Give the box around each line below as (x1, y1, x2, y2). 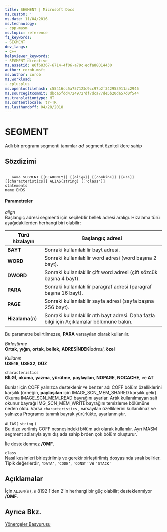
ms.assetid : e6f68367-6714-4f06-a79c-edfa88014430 (5, 63, 112, 68)
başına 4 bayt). (44, 275, 80, 282)
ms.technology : (5, 21, 37, 26)
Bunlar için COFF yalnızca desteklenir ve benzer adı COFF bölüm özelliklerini (5, 384, 162, 390)
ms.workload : (5, 77, 32, 82)
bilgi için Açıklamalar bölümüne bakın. (44, 318, 133, 325)
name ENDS (5, 187, 26, 192)
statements (5, 183, 28, 188)
